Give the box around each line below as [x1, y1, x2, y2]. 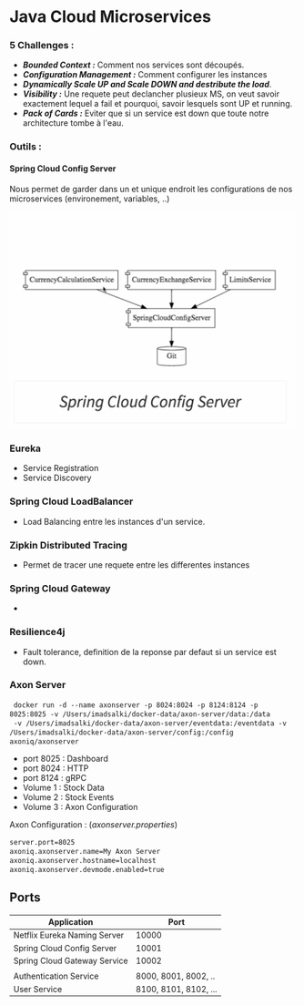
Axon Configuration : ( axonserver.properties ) [9, 818, 178, 830]
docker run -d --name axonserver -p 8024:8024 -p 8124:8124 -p [13, 700, 258, 710]
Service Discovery [22, 472, 92, 484]
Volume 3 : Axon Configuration [22, 801, 138, 812]
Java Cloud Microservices [9, 6, 212, 27]
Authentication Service [13, 970, 99, 981]
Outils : [9, 140, 43, 153]
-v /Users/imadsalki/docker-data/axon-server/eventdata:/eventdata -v [13, 718, 287, 728]
